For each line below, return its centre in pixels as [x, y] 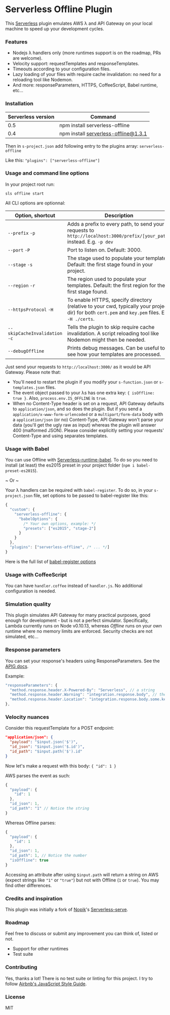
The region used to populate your [107, 279]
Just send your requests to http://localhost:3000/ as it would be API [78, 367]
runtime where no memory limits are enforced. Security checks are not [79, 631]
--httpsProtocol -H [31, 309]
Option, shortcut [35, 215]
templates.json [29, 388]
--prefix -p [22, 233]
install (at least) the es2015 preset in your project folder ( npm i [70, 465]
